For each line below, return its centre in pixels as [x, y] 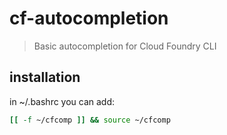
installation [45, 77]
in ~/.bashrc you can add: [62, 101]
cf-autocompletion [89, 18]
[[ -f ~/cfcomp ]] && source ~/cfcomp [90, 120]
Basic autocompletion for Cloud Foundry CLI [125, 46]
